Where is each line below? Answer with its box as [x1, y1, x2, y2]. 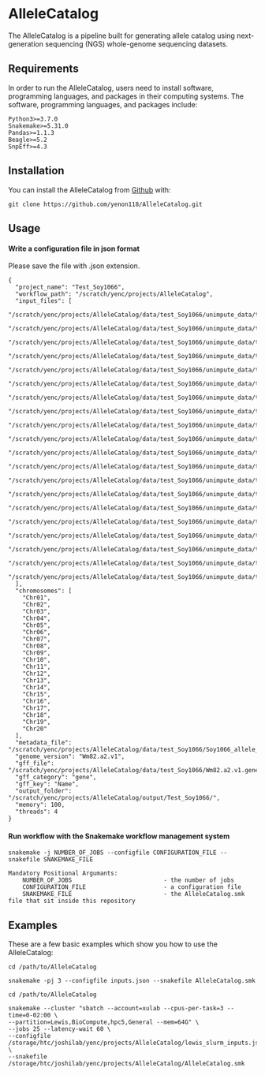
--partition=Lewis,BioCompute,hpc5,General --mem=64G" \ [8, 1018, 200, 1026]
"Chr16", [22, 697, 51, 706]
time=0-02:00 [8, 1011, 51, 1020]
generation [8, 39, 43, 48]
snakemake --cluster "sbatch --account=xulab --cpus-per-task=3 [8, 1005, 224, 1013]
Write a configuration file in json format [8, 244, 140, 253]
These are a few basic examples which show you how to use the [8, 939, 218, 949]
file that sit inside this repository [8, 897, 136, 905]
